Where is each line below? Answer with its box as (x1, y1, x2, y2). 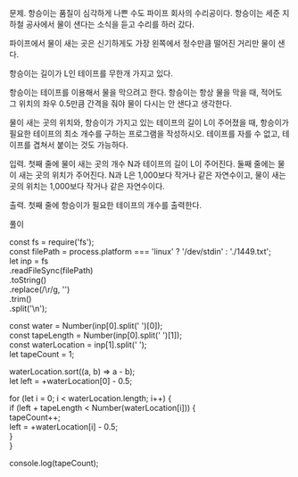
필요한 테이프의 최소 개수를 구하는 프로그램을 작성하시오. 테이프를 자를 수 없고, (9, 129, 281, 138)
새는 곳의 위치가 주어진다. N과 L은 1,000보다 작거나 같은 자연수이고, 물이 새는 (18, 170, 287, 180)
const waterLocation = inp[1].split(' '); (9, 339, 147, 350)
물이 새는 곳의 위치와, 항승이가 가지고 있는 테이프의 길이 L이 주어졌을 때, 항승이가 (9, 117, 290, 128)
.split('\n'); (9, 303, 47, 314)
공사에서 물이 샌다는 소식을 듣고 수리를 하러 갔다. (25, 19, 195, 29)
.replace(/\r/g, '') (9, 284, 70, 295)
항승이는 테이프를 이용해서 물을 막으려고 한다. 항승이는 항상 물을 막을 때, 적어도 (9, 88, 283, 97)
